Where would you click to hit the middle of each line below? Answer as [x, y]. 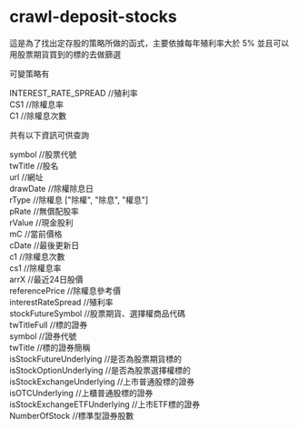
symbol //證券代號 [43, 336]
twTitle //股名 [34, 165]
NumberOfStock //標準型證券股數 [72, 415]
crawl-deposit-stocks [93, 17]
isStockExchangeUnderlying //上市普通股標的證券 [102, 381]
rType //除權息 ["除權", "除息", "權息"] [79, 200]
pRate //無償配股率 [45, 211]
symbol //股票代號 [43, 154]
